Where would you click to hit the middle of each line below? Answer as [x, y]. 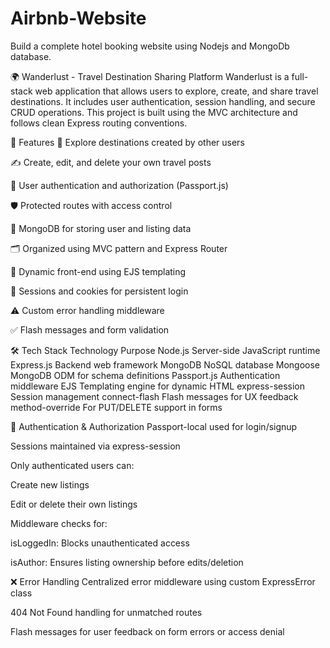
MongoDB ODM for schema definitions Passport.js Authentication [145, 375]
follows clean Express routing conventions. [99, 123]
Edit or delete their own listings [74, 504]
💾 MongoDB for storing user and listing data [101, 228]
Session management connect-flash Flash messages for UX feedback [154, 396]
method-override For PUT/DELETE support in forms [116, 407]
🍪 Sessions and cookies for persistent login [99, 291]
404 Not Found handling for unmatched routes [106, 612]
